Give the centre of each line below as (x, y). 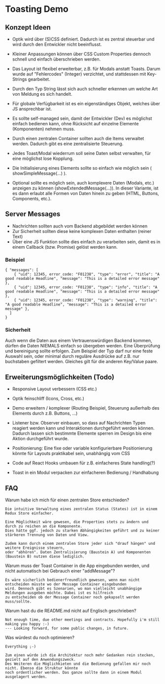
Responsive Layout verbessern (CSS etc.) (54, 389)
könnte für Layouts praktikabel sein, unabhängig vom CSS (71, 454)
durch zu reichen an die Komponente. (44, 527)
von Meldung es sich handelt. (42, 94)
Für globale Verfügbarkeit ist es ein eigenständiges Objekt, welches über (86, 104)
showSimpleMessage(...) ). (39, 173)
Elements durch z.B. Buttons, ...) (45, 414)
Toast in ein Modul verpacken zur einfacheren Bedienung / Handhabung (85, 473)
